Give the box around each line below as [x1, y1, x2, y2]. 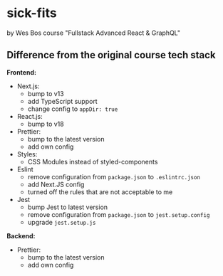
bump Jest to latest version [27, 203, 108, 211]
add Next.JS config [27, 180, 85, 189]
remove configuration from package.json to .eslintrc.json [27, 172, 201, 181]
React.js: [16, 112, 43, 120]
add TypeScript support [27, 97, 98, 105]
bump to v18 [27, 120, 65, 128]
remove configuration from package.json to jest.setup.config [27, 210, 210, 218]
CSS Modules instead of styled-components [27, 157, 158, 166]
